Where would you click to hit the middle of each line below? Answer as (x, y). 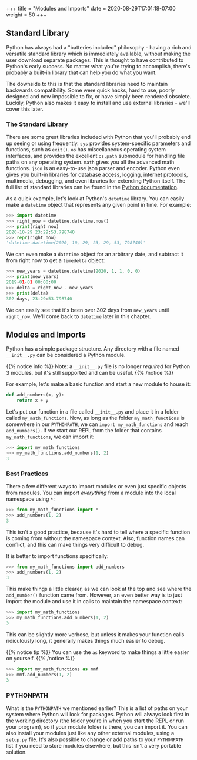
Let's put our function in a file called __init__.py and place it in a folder (93, 412)
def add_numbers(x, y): (35, 395)
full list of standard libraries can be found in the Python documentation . (92, 187)
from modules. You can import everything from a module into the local (91, 493)
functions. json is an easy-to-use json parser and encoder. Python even (93, 168)
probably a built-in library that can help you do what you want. (81, 72)
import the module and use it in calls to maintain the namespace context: (94, 602)
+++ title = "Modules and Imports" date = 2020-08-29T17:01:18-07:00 (91, 9)
